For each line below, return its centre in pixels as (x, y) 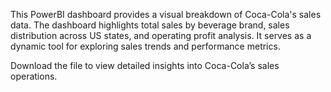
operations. (34, 76)
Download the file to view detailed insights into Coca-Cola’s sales (145, 65)
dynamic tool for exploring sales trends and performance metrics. (145, 46)
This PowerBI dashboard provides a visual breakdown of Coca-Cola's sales (166, 14)
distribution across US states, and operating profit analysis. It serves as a (161, 35)
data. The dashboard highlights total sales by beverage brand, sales (150, 25)
